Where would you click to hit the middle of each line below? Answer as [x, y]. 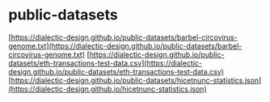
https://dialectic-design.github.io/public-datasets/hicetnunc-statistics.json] [136, 80]
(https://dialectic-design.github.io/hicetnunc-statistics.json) [108, 89]
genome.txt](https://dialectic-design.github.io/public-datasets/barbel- [125, 45]
